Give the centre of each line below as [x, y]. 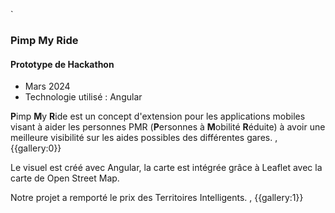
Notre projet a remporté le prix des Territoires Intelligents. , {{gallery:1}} [157, 198]
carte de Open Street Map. [65, 178]
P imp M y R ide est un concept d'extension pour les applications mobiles [158, 116]
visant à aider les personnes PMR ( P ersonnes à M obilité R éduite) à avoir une [168, 127]
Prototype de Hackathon [62, 64]
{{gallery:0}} [36, 148]
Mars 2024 [47, 86]
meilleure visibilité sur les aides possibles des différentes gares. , [144, 138]
